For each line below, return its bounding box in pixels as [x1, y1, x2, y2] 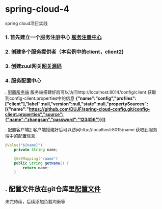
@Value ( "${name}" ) [5, 143, 43, 148]
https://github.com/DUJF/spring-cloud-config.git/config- [28, 106, 150, 112]
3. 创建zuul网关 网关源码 [5, 62, 62, 69]
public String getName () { [14, 161, 69, 166]
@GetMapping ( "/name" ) [14, 156, 58, 161]
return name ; [23, 165, 50, 170]
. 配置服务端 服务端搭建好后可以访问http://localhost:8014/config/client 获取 [5, 90, 156, 95]
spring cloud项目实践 [5, 20, 48, 26]
